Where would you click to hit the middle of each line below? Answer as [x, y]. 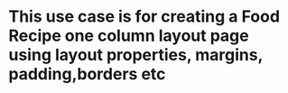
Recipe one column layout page [129, 36]
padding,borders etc [87, 74]
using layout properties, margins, [136, 55]
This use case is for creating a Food [144, 17]
